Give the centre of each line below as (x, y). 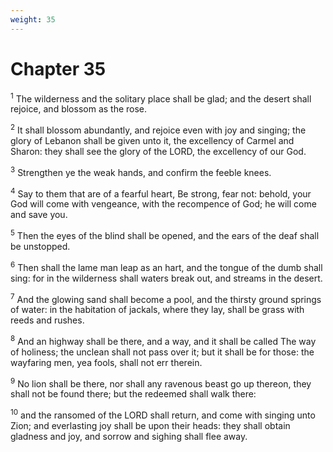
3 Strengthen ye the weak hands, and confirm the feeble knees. (141, 171)
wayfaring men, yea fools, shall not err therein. (106, 362)
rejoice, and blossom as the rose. (79, 109)
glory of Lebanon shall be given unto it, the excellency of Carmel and (152, 140)
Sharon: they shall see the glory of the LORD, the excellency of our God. (158, 151)
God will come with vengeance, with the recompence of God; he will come (163, 204)
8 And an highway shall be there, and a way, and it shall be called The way (163, 340)
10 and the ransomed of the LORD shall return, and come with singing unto (163, 414)
